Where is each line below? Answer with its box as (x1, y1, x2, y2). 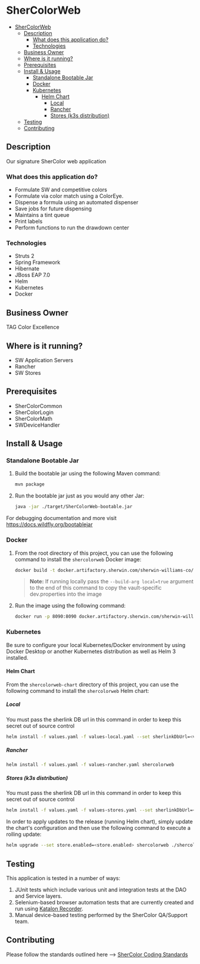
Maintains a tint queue (14, 212, 70, 219)
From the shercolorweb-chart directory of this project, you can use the (6, 680, 179, 688)
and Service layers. (14, 892, 62, 900)
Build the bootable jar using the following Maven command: (14, 470, 161, 477)
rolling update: (6, 831, 42, 838)
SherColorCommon (14, 402, 62, 409)
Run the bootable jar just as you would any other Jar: (14, 492, 145, 499)
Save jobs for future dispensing (14, 205, 92, 212)
